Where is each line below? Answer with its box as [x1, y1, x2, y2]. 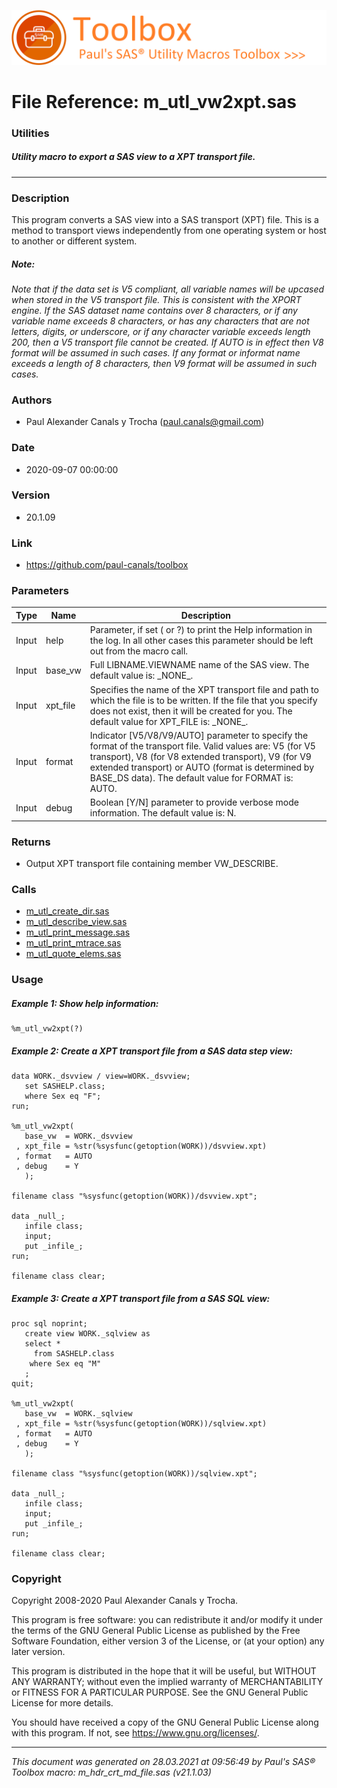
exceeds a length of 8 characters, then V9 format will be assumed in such [11, 357, 318, 369]
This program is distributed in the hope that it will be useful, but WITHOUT [11, 1665, 317, 1677]
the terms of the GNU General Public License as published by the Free [11, 1625, 301, 1637]
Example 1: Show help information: [11, 997, 159, 1009]
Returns [11, 835, 51, 849]
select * [24, 1339, 61, 1349]
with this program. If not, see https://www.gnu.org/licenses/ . [11, 1727, 260, 1739]
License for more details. [11, 1697, 114, 1709]
